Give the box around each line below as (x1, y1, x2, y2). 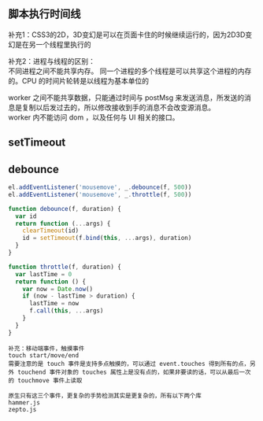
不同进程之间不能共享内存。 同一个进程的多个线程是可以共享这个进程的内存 (8, 66, 252, 76)
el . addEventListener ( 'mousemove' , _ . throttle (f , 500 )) (8, 190, 192, 198)
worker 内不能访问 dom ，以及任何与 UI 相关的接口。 (8, 113, 180, 122)
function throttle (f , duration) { (8, 263, 122, 271)
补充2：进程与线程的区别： (8, 56, 96, 65)
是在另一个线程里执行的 (14, 39, 91, 49)
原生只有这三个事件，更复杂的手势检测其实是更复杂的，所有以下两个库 (8, 392, 202, 400)
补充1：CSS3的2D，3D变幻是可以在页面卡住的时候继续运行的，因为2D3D (8, 30, 246, 39)
